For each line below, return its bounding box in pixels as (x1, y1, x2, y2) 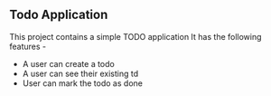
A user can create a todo (22, 58, 115, 69)
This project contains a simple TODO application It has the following (9, 31, 262, 42)
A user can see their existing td (22, 68, 138, 79)
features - (9, 41, 47, 52)
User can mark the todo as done (22, 77, 143, 89)
